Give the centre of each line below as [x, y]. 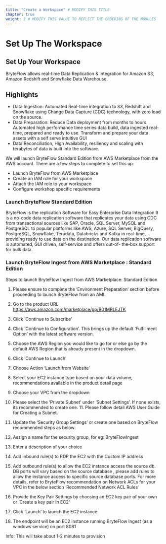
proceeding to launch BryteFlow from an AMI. [59, 294]
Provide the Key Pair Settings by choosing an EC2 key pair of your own [85, 496]
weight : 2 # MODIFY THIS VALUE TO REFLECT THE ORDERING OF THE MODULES [81, 19]
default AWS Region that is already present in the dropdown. [74, 348]
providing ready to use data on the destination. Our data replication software [83, 239]
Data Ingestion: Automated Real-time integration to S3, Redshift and [82, 107]
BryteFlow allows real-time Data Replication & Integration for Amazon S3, [80, 74]
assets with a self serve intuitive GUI [50, 138]
